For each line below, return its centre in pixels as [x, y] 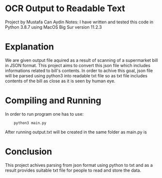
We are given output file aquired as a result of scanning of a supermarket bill [81, 60]
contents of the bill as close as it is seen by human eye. [60, 81]
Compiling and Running [53, 101]
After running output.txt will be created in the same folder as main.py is [76, 132]
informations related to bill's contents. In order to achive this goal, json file [79, 71]
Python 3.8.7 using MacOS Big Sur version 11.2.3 [53, 27]
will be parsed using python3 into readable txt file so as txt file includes [76, 75]
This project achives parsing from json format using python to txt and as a [79, 165]
